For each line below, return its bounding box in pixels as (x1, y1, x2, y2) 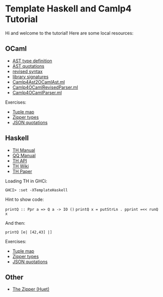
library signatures (12, 73, 49, 80)
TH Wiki (12, 163, 29, 169)
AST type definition (12, 58, 52, 64)
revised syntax (12, 68, 43, 74)
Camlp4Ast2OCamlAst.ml (12, 79, 65, 85)
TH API (12, 157, 27, 163)
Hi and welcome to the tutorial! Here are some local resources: (5, 30, 134, 36)
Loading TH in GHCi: (5, 178, 47, 184)
